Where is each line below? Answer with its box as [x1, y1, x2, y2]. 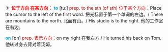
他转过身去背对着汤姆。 [5, 41, 54, 47]
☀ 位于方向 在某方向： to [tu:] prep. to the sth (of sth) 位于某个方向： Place [5, 5, 162, 11]
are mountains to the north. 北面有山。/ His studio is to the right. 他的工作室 [5, 18, 163, 23]
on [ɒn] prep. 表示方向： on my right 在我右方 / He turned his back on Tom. [5, 35, 162, 41]
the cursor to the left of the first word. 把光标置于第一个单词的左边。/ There [5, 11, 163, 17]
